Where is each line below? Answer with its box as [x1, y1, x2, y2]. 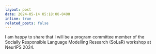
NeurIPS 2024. [5, 44, 35, 50]
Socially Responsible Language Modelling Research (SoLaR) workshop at [5, 39, 151, 45]
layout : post [5, 7, 31, 12]
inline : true [5, 16, 31, 21]
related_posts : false [5, 20, 49, 26]
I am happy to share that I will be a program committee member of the [5, 34, 144, 40]
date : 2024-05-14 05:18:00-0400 [5, 12, 70, 17]
